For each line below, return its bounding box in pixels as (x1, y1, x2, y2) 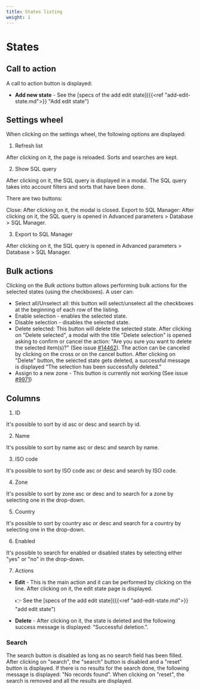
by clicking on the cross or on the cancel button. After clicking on (14, 351, 176, 358)
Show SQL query (14, 165, 57, 173)
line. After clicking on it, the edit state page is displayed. (14, 585, 153, 592)
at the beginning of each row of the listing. (14, 306, 119, 314)
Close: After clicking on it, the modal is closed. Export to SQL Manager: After (6, 207, 195, 214)
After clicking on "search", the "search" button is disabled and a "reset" (6, 658, 182, 666)
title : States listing (6, 8, 63, 15)
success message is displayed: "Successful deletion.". (14, 623, 149, 630)
